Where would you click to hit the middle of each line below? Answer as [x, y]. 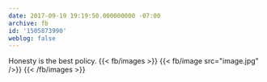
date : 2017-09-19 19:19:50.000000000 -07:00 [85, 16]
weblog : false [32, 38]
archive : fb [28, 23]
